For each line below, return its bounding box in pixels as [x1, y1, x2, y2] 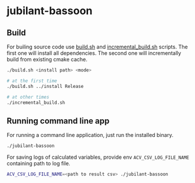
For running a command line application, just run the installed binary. [6, 132, 174, 139]
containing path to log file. [6, 160, 70, 167]
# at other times [6, 94, 50, 100]
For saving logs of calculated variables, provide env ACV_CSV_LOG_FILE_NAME [6, 153, 190, 161]
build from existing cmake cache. [6, 56, 88, 63]
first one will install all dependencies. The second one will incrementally [6, 50, 181, 57]
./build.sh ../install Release [6, 83, 84, 89]
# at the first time [6, 78, 58, 84]
